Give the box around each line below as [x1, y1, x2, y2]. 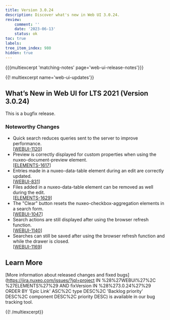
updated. [12, 173, 32, 179]
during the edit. [12, 189, 45, 195]
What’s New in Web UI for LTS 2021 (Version [5, 89, 149, 98]
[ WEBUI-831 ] [12, 178, 41, 185]
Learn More [5, 259, 43, 267]
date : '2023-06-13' [14, 27, 56, 32]
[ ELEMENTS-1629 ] [12, 195, 53, 201]
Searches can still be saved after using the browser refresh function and [12, 233, 165, 239]
